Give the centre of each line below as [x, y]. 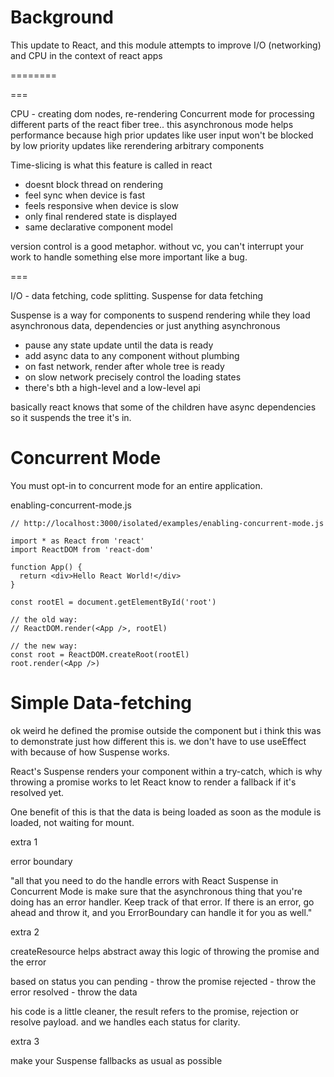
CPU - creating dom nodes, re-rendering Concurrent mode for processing [162, 113]
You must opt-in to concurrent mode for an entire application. [136, 485]
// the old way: [44, 619]
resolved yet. [37, 792]
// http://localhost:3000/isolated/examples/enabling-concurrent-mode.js [167, 523]
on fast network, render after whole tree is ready [124, 366]
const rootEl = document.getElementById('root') [113, 602]
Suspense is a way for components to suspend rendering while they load [160, 315]
